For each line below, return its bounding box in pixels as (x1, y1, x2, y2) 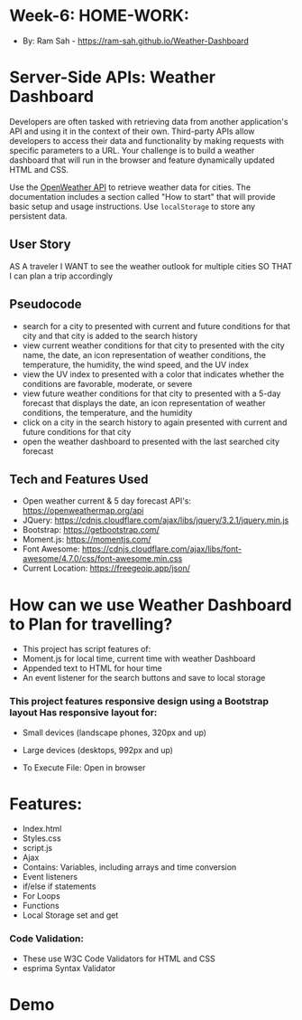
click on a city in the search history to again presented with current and (22, 417, 288, 428)
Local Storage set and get (22, 910, 119, 921)
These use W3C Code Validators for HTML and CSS (22, 953, 216, 964)
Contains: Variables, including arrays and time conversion (22, 862, 237, 873)
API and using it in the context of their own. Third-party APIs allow (9, 126, 255, 137)
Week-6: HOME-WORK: (9, 5, 189, 26)
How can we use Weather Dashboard (9, 594, 293, 615)
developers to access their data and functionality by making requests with (9, 135, 284, 146)
